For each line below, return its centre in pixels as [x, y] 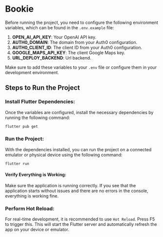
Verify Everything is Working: [36, 175]
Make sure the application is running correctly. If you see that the [71, 185]
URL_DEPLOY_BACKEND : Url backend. [52, 58]
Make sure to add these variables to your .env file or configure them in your [81, 67]
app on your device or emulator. [37, 230]
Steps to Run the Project [43, 88]
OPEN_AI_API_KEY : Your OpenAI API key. [54, 37]
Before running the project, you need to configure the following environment [82, 22]
